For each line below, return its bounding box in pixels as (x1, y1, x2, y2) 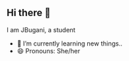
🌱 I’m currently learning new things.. (16, 39, 123, 48)
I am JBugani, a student (6, 25, 76, 34)
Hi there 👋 (6, 7, 51, 19)
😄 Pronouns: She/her (16, 46, 81, 55)
